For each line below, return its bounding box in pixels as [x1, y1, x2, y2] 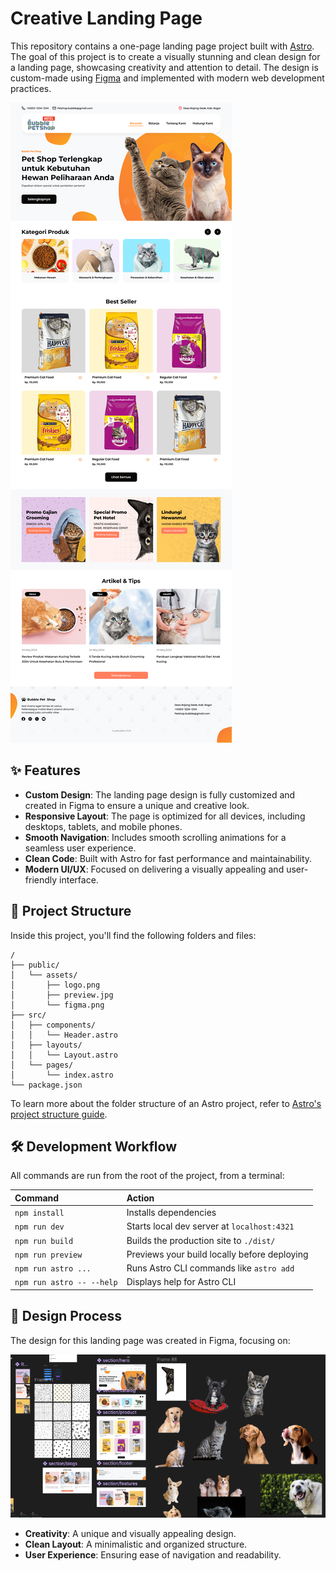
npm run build [14, 1236, 74, 1246]
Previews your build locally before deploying [126, 1248, 309, 1260]
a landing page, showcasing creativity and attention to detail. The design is [10, 61, 319, 73]
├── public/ [10, 960, 60, 970]
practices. [10, 82, 52, 94]
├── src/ [10, 1010, 47, 1020]
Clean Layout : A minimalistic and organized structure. [24, 1538, 248, 1551]
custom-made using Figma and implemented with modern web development [10, 72, 325, 84]
